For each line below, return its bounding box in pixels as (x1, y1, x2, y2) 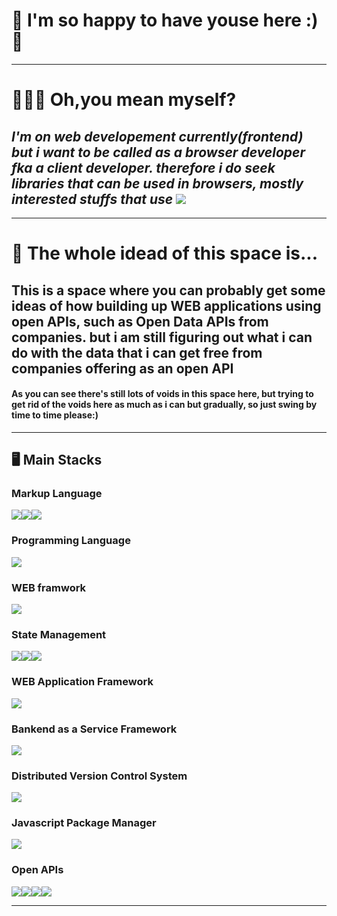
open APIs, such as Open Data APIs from (11, 313, 269, 330)
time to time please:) (11, 409, 99, 421)
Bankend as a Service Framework (11, 722, 178, 736)
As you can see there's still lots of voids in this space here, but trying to (11, 388, 314, 400)
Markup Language (11, 487, 103, 501)
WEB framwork (11, 580, 87, 594)
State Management (11, 627, 107, 641)
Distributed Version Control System (11, 769, 188, 783)
